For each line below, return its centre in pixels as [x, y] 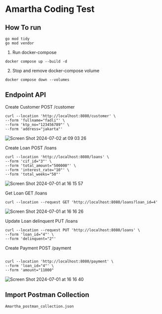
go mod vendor [20, 43]
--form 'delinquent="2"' [31, 239]
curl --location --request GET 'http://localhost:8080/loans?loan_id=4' [81, 202]
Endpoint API [25, 95]
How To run [23, 28]
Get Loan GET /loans [26, 193]
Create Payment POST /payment [38, 248]
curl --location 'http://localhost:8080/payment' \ [59, 261]
